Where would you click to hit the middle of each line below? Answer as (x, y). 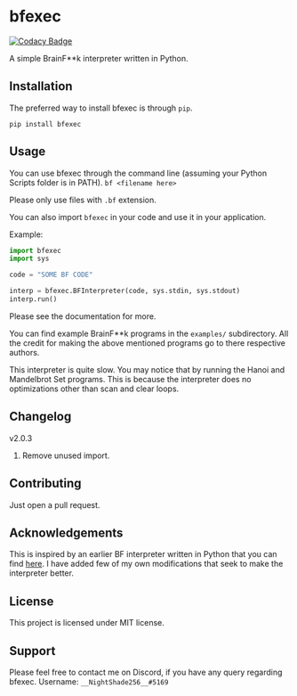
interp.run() (33, 299)
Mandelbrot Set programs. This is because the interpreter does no (130, 379)
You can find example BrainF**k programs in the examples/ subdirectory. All (149, 333)
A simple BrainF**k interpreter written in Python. (99, 58)
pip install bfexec (45, 124)
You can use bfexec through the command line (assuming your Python (138, 173)
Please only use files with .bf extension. (83, 200)
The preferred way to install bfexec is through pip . (101, 108)
